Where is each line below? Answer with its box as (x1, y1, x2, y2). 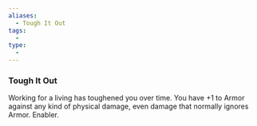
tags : (8, 26, 26, 34)
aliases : (8, 11, 38, 20)
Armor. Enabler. (8, 110, 60, 120)
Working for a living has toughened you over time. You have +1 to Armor (8, 93, 245, 103)
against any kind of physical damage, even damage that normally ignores (8, 101, 249, 112)
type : (8, 41, 26, 49)
